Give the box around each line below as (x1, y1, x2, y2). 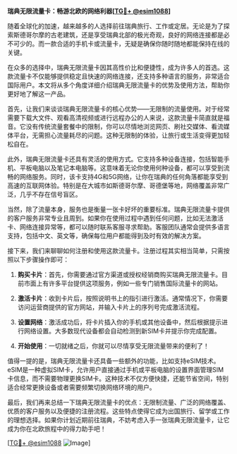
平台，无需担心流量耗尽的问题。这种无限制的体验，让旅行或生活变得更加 (13, 131, 224, 140)
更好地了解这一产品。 (7, 90, 69, 98)
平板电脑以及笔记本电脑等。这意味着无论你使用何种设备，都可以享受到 (19, 164, 224, 172)
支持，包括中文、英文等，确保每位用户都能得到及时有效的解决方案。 (7, 232, 205, 240)
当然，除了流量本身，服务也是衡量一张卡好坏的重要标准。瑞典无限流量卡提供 (7, 205, 230, 214)
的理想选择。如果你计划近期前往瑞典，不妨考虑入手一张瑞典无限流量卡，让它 (7, 416, 230, 424)
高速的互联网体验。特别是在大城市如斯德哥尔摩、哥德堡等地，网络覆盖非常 (7, 181, 224, 190)
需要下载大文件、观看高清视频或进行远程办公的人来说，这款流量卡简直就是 (7, 114, 224, 122)
